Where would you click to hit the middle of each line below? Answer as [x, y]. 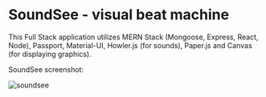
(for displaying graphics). [50, 54]
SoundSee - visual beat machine [119, 15]
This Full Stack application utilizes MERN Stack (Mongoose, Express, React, [133, 37]
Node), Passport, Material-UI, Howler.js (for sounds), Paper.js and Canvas [131, 45]
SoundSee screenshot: [46, 69]
